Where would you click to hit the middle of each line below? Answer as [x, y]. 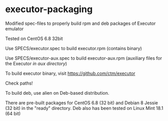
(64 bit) [13, 113]
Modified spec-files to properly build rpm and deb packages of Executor [80, 23]
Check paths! [19, 83]
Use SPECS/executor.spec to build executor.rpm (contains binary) [74, 48]
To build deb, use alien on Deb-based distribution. [57, 93]
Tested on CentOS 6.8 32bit [34, 38]
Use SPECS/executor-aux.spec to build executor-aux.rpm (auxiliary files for [84, 58]
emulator [15, 28]
